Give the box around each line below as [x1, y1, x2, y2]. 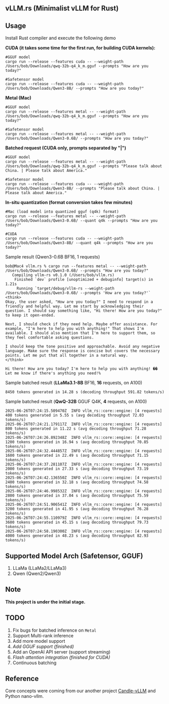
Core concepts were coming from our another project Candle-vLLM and [5, 688, 156, 694]
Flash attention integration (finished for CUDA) [12, 654, 111, 660]
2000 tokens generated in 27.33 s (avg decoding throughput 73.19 [5, 466, 149, 472]
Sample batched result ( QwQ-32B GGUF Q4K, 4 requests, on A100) [5, 399, 147, 405]
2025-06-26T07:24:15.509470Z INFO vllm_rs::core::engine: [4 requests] [5, 408, 162, 413]
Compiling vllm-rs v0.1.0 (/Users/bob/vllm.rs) [12, 273, 115, 278]
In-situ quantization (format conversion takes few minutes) [5, 199, 133, 205]
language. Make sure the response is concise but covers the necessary [5, 349, 160, 354]
